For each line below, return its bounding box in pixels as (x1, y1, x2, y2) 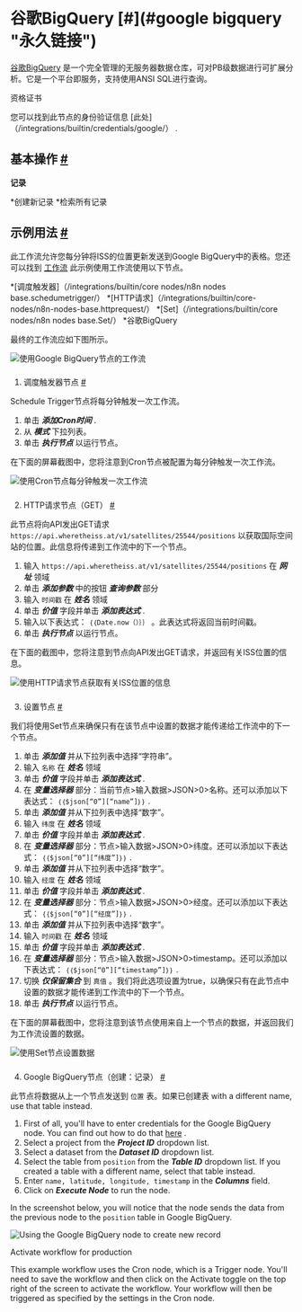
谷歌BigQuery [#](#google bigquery (10, 8, 282, 29)
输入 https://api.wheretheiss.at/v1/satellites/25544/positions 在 (22, 561, 278, 572)
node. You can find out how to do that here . (22, 1128, 187, 1139)
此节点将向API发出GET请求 (10, 519, 111, 530)
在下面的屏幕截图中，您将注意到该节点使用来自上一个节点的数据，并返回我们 (10, 1017, 294, 1028)
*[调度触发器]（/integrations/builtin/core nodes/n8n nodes (10, 280, 226, 292)
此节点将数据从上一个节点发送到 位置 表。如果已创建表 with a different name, (10, 1091, 293, 1102)
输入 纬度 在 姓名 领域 (22, 819, 102, 829)
